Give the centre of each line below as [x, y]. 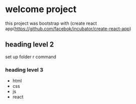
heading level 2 [30, 45]
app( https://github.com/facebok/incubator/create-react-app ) [68, 28]
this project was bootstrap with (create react [51, 23]
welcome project [41, 9]
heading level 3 [24, 70]
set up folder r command [31, 57]
